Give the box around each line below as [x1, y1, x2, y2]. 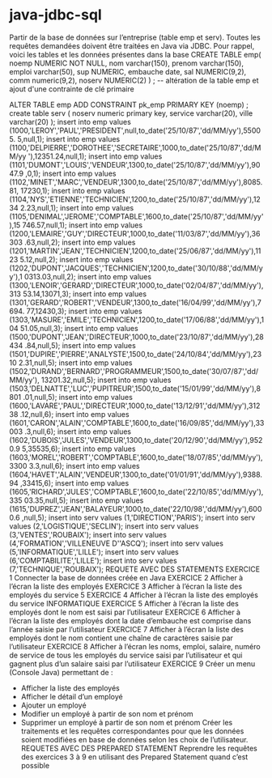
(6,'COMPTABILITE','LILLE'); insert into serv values [9, 555, 177, 565]
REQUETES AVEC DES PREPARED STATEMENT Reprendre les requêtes [20, 743, 257, 753]
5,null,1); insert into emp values [16, 134, 121, 143]
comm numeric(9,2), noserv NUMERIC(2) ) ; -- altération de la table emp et [9, 75, 259, 85]
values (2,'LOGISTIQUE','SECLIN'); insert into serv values [9, 521, 199, 531]
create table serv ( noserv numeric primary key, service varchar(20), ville [9, 108, 253, 118]
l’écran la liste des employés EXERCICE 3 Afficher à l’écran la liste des [9, 581, 242, 591]
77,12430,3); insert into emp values [26, 306, 142, 316]
